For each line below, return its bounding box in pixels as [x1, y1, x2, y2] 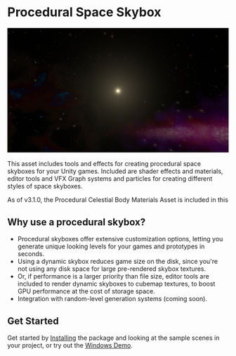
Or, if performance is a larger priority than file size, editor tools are [17, 272, 209, 281]
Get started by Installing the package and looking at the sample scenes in [7, 333, 220, 342]
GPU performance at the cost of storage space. [17, 287, 156, 295]
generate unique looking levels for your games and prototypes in [17, 242, 205, 250]
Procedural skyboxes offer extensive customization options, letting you [17, 235, 223, 243]
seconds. [17, 250, 45, 258]
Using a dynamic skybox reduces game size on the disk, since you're [17, 258, 218, 266]
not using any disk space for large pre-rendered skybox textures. [17, 265, 206, 273]
